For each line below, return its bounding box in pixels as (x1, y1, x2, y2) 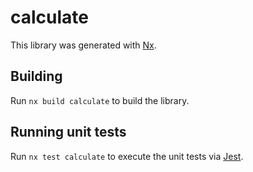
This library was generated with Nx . (10, 39, 157, 51)
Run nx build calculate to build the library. (10, 94, 190, 106)
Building (10, 68, 63, 85)
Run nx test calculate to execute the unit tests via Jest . (10, 150, 244, 162)
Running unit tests (10, 124, 127, 141)
